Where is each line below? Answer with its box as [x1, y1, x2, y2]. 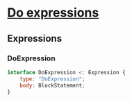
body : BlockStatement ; [19, 82, 85, 89]
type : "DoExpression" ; [19, 75, 85, 83]
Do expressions [7, 5, 99, 21]
